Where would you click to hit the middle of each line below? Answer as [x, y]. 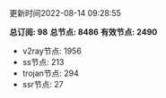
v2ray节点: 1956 [52, 51]
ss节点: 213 [43, 62]
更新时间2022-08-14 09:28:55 [65, 13]
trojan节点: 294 [50, 73]
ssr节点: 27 [43, 84]
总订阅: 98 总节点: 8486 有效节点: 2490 [83, 32]
